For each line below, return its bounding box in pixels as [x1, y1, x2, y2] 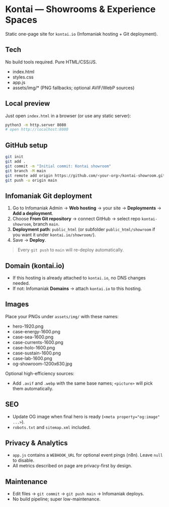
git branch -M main [5, 168, 46, 173]
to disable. [12, 457, 34, 464]
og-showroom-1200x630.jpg [12, 360, 72, 367]
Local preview [5, 99, 50, 108]
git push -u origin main [5, 178, 57, 183]
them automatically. [12, 385, 54, 391]
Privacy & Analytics [5, 439, 68, 448]
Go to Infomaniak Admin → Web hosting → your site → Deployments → [12, 205, 162, 211]
